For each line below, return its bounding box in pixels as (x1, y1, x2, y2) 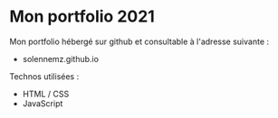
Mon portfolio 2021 (9, 6, 156, 27)
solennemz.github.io (22, 53, 100, 64)
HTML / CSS (22, 88, 70, 99)
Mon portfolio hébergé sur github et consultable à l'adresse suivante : (9, 36, 270, 47)
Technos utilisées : (9, 70, 80, 82)
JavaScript (22, 97, 63, 109)
